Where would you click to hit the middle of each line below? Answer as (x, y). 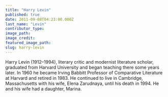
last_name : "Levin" (26, 24)
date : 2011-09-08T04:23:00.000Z (39, 19)
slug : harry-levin (25, 47)
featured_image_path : (28, 43)
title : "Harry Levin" (28, 10)
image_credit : (20, 38)
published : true (22, 15)
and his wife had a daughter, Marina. (44, 88)
